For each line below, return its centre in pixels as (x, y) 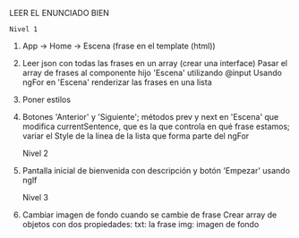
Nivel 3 (35, 197)
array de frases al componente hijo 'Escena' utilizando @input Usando (152, 72)
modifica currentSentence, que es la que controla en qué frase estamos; (156, 126)
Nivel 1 (24, 30)
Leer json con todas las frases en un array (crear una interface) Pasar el (155, 63)
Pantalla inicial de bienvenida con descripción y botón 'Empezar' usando (156, 170)
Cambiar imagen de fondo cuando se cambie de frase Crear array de (149, 215)
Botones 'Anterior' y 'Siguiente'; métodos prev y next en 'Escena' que (150, 117)
